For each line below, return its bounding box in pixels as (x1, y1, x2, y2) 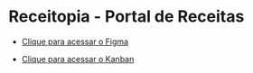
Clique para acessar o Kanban (21, 53, 135, 64)
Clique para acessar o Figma (21, 36, 128, 47)
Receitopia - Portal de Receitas (8, 6, 245, 27)
